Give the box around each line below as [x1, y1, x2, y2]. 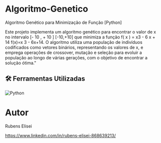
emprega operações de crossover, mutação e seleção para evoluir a [5, 50, 142, 55]
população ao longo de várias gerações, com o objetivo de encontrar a [5, 54, 148, 60]
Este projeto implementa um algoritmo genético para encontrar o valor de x [5, 29, 156, 35]
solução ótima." [5, 60, 37, 66]
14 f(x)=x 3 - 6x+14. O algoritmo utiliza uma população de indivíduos [5, 39, 142, 45]
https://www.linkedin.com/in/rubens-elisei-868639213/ [5, 132, 116, 138]
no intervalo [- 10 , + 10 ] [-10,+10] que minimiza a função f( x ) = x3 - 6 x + [5, 34, 156, 40]
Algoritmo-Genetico [5, 3, 88, 15]
